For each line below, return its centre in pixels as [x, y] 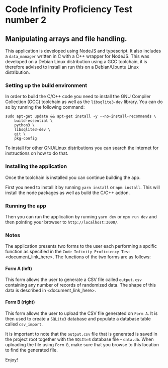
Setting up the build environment [46, 85]
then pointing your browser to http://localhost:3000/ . [62, 222]
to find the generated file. [31, 350]
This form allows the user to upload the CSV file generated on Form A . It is [81, 313]
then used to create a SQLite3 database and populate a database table [78, 318]
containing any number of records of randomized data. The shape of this [80, 285]
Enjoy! [12, 359]
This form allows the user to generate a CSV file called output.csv [73, 280]
